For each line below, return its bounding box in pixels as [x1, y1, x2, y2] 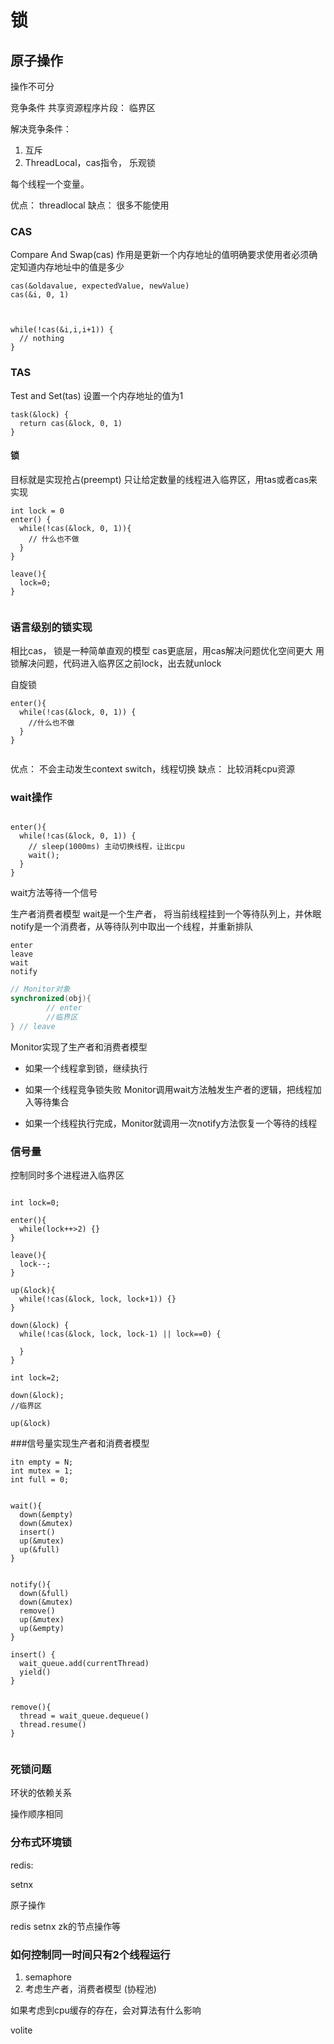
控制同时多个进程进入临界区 [10, 1169, 125, 1181]
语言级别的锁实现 [10, 620, 93, 634]
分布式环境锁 [10, 1836, 73, 1850]
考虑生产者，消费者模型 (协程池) [24, 1982, 157, 1995]
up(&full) [19, 1545, 60, 1555]
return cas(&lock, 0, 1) [19, 418, 123, 428]
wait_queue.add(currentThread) [19, 1659, 150, 1669]
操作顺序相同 [10, 1808, 63, 1820]
